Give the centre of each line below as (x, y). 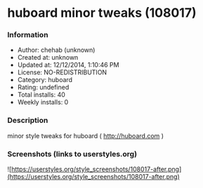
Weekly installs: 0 (43, 102)
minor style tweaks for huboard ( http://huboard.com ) (85, 135)
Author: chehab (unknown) (56, 50)
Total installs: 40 (41, 95)
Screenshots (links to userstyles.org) (72, 154)
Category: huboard (45, 80)
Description (28, 121)
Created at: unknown (48, 58)
